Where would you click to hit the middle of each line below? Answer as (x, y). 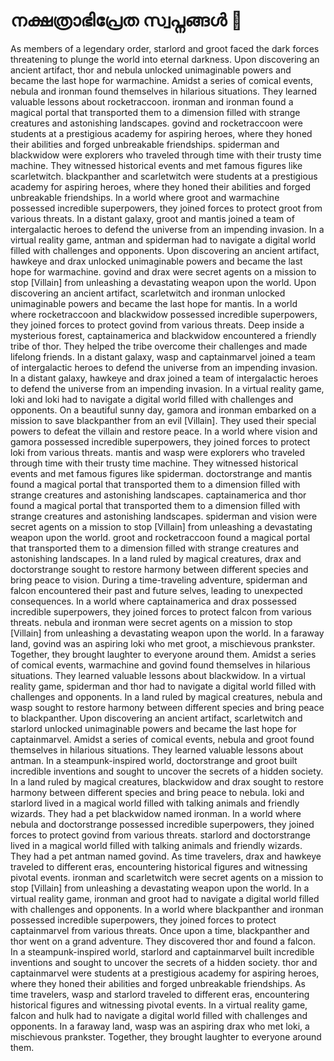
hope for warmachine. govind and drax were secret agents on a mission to (163, 271)
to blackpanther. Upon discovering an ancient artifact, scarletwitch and (156, 718)
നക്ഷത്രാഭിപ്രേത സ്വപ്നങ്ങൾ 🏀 (126, 20)
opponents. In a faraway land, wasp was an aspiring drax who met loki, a (160, 1026)
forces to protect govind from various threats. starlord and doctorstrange (161, 835)
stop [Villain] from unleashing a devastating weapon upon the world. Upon (163, 282)
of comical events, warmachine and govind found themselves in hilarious (160, 665)
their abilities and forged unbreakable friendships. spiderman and (145, 144)
